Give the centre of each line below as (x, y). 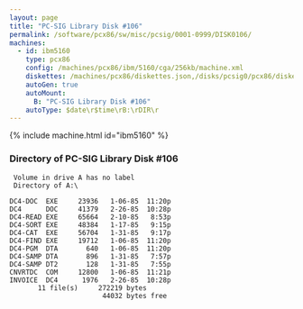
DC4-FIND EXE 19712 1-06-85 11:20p (90, 241)
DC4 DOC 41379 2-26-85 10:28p (90, 209)
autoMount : (46, 93)
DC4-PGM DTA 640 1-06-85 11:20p (90, 249)
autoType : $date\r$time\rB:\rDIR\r (92, 110)
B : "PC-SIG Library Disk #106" (92, 101)
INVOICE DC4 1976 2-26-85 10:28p (90, 280)
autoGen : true (52, 85)
